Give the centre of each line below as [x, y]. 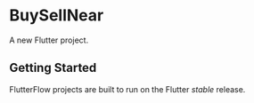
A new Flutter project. [49, 40]
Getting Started [53, 68]
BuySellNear [57, 16]
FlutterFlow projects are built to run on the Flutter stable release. [127, 89]
